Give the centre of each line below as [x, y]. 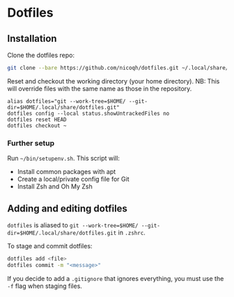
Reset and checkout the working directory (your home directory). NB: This [114, 81]
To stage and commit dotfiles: [50, 246]
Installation [32, 39]
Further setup [31, 143]
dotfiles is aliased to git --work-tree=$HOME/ [73, 225]
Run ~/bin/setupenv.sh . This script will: [64, 159]
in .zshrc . [132, 232]
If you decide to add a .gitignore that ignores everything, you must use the [116, 278]
